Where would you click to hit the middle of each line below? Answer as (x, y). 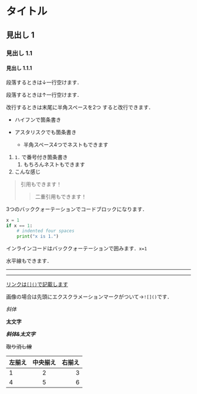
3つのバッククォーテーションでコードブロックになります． (77, 209)
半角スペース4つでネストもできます (66, 144)
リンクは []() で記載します (37, 284)
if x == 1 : (19, 226)
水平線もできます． (29, 261)
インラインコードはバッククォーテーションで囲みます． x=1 (77, 249)
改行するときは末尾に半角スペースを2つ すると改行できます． (80, 107)
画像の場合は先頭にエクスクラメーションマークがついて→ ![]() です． (89, 297)
